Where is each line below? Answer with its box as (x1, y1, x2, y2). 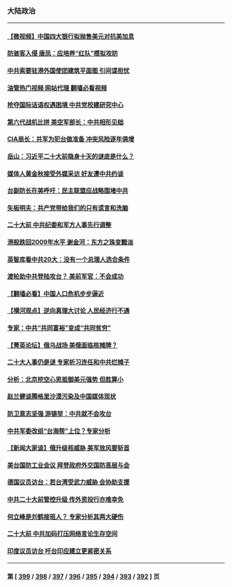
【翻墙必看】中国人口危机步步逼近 (7, 289, 104, 297)
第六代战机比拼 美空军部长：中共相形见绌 (7, 118, 124, 126)
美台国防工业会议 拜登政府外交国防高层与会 (7, 461, 130, 469)
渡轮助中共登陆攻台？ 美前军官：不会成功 (7, 272, 124, 281)
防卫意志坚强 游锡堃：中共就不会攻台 (7, 409, 112, 417)
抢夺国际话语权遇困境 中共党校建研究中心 (7, 100, 124, 109)
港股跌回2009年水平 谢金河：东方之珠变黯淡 (7, 238, 134, 247)
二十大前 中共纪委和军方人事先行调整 (7, 220, 112, 229)
